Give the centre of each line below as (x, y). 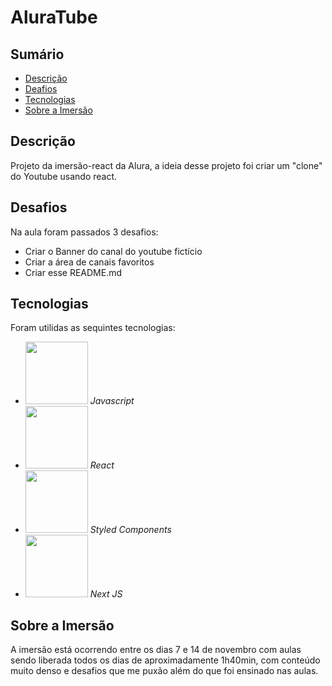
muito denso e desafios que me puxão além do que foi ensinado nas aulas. (164, 671)
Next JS (106, 594)
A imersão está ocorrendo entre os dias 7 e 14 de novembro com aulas (156, 650)
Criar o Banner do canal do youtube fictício (113, 251)
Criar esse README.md (73, 272)
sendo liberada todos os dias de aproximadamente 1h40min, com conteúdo (165, 660)
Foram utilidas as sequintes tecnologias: (93, 328)
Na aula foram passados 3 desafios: (84, 232)
